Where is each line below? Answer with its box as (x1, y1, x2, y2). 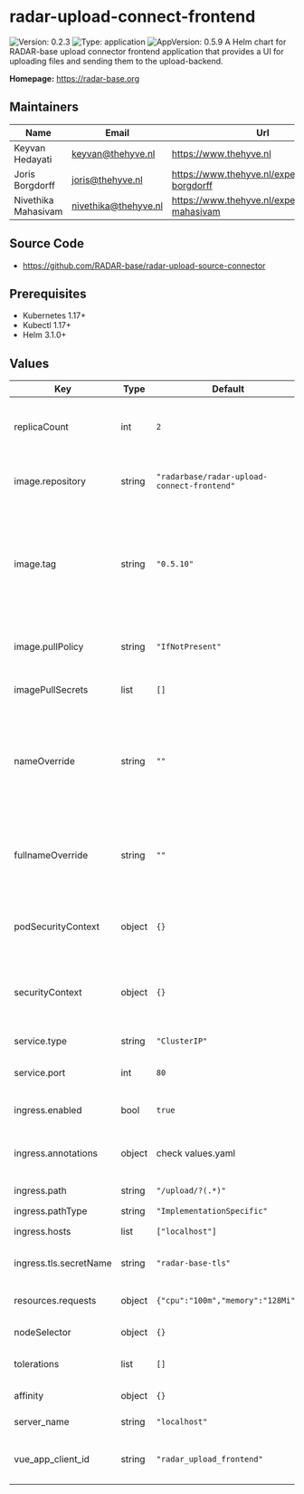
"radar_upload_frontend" (156, 1454, 264, 1465)
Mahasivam (14, 205, 63, 218)
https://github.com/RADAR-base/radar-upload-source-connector (22, 260, 266, 271)
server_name (14, 1416, 70, 1429)
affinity (14, 1390, 43, 1402)
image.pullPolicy (14, 641, 84, 654)
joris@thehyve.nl (71, 173, 143, 186)
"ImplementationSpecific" (156, 1206, 269, 1217)
